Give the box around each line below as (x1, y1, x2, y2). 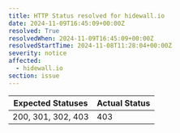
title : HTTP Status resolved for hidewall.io (8, 11, 165, 20)
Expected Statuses (13, 98, 88, 109)
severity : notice (8, 49, 67, 57)
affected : (8, 57, 42, 65)
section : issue (8, 72, 60, 80)
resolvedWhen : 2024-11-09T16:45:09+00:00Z (8, 34, 154, 43)
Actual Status (96, 98, 151, 109)
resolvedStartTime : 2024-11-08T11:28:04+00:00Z (8, 42, 173, 50)
